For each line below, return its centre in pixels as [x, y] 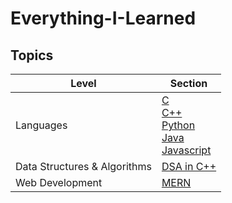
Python [178, 125]
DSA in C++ [189, 166]
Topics [32, 55]
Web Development [59, 182]
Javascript [186, 150]
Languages [41, 125]
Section [188, 83]
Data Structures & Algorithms [83, 166]
